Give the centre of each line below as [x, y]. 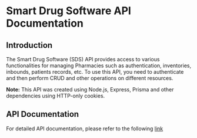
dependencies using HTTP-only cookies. [56, 96]
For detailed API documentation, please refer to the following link [85, 129]
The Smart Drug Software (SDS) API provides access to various [83, 59]
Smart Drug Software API [69, 11]
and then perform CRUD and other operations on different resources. [90, 78]
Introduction [29, 45]
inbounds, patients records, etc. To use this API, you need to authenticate [95, 72]
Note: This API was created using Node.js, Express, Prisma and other [90, 89]
